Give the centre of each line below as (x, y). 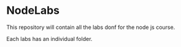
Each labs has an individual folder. (49, 39)
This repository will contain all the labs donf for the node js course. (91, 27)
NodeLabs (33, 11)
